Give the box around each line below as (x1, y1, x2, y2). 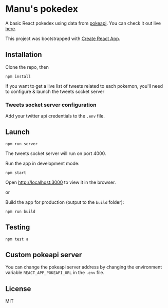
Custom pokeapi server (5, 251, 82, 259)
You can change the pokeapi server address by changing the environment (5, 264, 162, 270)
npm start (5, 170, 27, 175)
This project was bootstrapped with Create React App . (5, 35, 121, 42)
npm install (5, 74, 31, 79)
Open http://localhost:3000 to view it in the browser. (5, 179, 116, 185)
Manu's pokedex (5, 3, 78, 15)
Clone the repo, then (5, 64, 49, 70)
